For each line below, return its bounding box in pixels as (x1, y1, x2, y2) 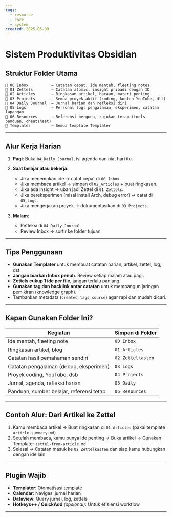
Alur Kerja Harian (5, 142, 61, 150)
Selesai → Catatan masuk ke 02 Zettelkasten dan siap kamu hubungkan (12, 446, 165, 452)
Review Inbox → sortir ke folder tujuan (20, 228, 101, 234)
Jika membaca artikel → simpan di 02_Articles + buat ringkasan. (20, 181, 158, 187)
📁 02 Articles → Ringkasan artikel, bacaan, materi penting (5, 92, 150, 97)
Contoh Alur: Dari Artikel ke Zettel (5, 410, 116, 419)
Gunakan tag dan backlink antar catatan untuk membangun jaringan (12, 283, 159, 289)
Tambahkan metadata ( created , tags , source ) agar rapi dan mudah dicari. (12, 294, 167, 300)
